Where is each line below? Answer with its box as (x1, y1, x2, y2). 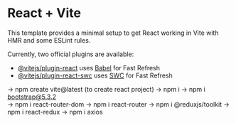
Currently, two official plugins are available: (7, 50, 134, 58)
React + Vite (7, 5, 82, 21)
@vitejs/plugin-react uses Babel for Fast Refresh (17, 63, 161, 72)
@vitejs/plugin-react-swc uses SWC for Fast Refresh (17, 71, 173, 80)
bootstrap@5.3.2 (7, 92, 57, 101)
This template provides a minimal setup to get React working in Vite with (7, 28, 219, 37)
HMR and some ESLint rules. (7, 36, 91, 44)
